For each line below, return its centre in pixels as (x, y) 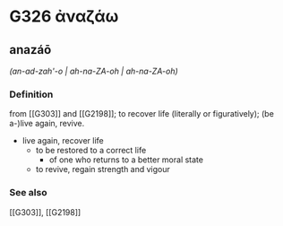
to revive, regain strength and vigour (103, 169)
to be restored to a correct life (91, 151)
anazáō (30, 50)
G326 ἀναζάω (64, 17)
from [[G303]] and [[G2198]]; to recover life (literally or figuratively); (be (142, 114)
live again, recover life (63, 141)
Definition (31, 94)
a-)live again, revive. (47, 124)
